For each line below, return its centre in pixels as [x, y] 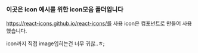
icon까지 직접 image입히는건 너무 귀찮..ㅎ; [55, 43]
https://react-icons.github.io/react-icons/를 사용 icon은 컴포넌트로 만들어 [94, 24]
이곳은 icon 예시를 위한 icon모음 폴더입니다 [65, 9]
